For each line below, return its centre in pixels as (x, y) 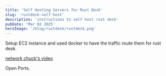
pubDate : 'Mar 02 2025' (30, 24)
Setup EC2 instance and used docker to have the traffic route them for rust (83, 43)
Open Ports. (18, 68)
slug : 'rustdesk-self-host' (35, 15)
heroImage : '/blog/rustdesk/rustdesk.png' (51, 29)
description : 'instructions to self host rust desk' (62, 19)
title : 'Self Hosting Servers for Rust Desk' (54, 10)
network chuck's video (29, 58)
